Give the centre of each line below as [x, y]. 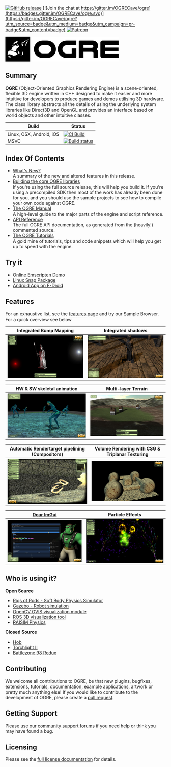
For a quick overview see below [39, 319]
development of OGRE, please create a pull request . [60, 697]
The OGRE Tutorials [33, 236]
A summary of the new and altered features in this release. [74, 176]
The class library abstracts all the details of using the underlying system [81, 104]
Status [78, 126]
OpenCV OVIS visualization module [49, 611]
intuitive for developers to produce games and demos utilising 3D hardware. [85, 99]
